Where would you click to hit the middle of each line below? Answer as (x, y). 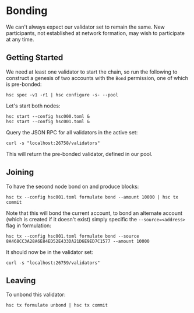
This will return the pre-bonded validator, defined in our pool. (79, 154)
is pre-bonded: (24, 84)
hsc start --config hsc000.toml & (48, 116)
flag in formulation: (29, 225)
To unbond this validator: (36, 295)
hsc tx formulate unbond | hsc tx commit (57, 305)
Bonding (27, 11)
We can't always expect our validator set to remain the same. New (85, 27)
